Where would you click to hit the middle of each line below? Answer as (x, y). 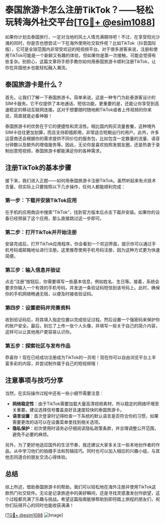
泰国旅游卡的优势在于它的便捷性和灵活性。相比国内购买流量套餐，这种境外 (80, 126)
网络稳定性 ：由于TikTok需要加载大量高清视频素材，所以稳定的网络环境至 (86, 404)
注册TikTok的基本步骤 (38, 168)
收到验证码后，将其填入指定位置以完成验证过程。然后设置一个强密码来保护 (80, 319)
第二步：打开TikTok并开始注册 (41, 232)
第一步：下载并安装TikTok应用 (41, 200)
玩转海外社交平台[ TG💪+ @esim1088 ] (80, 22)
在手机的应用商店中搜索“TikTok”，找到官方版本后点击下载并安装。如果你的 (80, 212)
